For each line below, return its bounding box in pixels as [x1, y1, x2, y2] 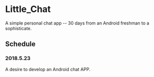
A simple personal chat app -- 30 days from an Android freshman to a [5, 20, 149, 26]
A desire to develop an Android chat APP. [5, 66, 91, 72]
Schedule [5, 40, 36, 48]
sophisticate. [5, 25, 32, 31]
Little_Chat [5, 3, 51, 15]
